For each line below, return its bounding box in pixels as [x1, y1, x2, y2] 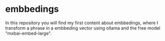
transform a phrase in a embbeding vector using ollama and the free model [5, 25, 161, 31]
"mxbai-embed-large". [5, 30, 52, 36]
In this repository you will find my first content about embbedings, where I [5, 20, 158, 26]
